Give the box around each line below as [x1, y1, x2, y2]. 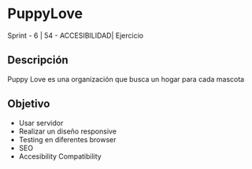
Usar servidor [18, 118, 64, 127]
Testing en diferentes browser [18, 134, 117, 144]
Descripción [7, 53, 69, 67]
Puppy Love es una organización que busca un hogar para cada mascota [7, 74, 245, 83]
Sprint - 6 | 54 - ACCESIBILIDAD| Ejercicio [7, 31, 143, 40]
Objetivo [7, 97, 50, 111]
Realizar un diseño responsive [18, 127, 117, 136]
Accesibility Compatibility [18, 151, 102, 161]
